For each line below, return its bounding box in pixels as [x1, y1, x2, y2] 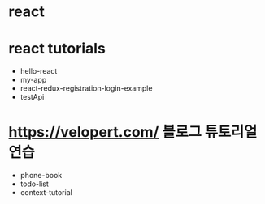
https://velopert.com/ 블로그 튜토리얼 [8, 123, 258, 142]
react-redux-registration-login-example [20, 83, 153, 93]
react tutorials [8, 40, 106, 58]
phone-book [20, 171, 63, 181]
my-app [20, 75, 47, 85]
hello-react [20, 66, 58, 76]
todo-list [20, 179, 49, 189]
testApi [20, 92, 45, 102]
